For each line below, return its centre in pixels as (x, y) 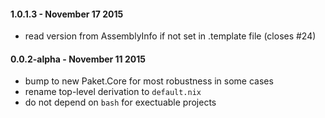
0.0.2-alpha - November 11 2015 (78, 59)
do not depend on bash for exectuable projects (120, 102)
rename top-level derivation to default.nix (113, 92)
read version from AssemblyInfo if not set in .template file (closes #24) (170, 36)
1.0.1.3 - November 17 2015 (67, 14)
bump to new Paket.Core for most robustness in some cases (149, 81)
